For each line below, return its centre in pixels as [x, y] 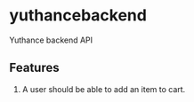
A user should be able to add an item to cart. [104, 89]
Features [34, 68]
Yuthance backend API [51, 40]
